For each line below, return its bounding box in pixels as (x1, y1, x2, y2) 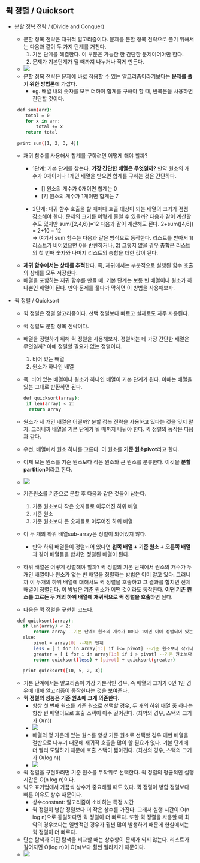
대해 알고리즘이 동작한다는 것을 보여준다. (34, 687, 129, 694)
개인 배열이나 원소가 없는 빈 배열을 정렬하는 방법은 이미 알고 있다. (23, 571, 175, 578)
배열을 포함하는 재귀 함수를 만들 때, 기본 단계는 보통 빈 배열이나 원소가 (23, 276, 186, 283)
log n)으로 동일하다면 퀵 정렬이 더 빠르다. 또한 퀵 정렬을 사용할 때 (32, 814, 184, 821)
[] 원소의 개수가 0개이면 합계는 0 (41, 185, 117, 192)
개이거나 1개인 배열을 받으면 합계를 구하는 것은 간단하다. (46, 172, 177, 179)
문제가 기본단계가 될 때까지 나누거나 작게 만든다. (32, 58, 144, 65)
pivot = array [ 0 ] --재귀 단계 (33, 640, 104, 646)
